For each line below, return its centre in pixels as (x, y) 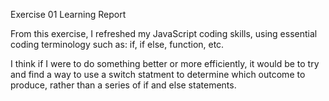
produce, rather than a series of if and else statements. (123, 85)
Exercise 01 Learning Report (68, 14)
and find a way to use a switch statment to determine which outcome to (158, 74)
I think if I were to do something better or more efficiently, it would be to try (165, 63)
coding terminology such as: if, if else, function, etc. (117, 44)
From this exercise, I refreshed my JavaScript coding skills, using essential (164, 33)
